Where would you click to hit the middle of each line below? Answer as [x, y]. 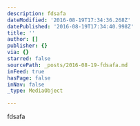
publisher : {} [28, 46]
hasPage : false [29, 78]
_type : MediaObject [35, 91]
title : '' [21, 33]
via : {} [18, 53]
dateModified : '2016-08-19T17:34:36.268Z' [69, 20]
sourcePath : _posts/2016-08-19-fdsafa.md [68, 65]
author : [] [23, 39]
